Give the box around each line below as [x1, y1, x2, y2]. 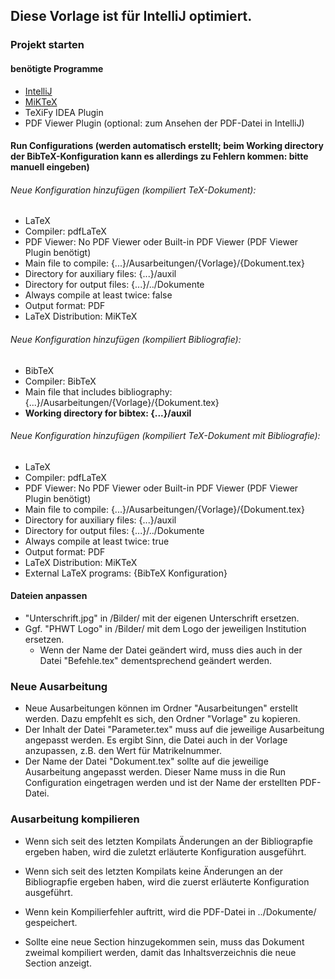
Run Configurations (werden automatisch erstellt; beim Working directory [10, 140, 324, 152]
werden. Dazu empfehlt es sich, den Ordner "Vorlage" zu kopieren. [24, 713, 301, 725]
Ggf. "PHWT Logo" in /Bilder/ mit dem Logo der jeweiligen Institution [24, 622, 307, 634]
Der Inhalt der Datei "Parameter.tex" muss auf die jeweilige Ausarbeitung [24, 724, 325, 736]
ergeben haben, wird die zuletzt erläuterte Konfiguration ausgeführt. [24, 845, 307, 858]
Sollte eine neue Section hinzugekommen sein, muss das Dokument [24, 935, 305, 948]
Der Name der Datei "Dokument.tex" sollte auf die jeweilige [24, 755, 269, 768]
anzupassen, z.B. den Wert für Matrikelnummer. [24, 745, 222, 757]
